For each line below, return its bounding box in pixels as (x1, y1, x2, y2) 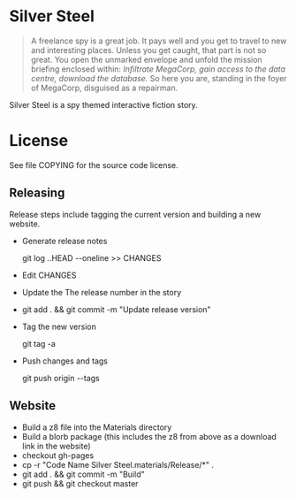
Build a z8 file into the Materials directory (21, 422, 172, 433)
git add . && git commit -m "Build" (21, 469, 145, 479)
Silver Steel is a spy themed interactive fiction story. (9, 99, 199, 110)
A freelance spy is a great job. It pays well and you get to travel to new (30, 35, 287, 46)
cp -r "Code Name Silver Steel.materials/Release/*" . (21, 459, 215, 470)
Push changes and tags (21, 356, 109, 366)
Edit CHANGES (21, 270, 77, 280)
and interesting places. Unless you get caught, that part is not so (30, 44, 267, 55)
